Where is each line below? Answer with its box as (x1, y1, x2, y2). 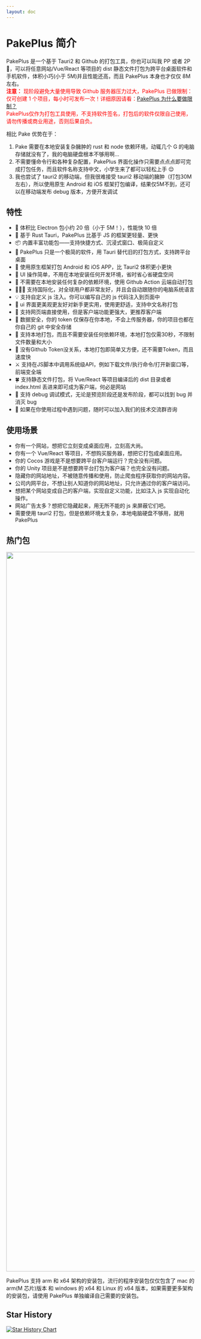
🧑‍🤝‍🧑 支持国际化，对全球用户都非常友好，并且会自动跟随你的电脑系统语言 (14, 286, 195, 293)
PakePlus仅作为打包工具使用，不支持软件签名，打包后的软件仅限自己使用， (6, 110, 191, 117)
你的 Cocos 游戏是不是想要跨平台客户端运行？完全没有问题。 (14, 457, 166, 465)
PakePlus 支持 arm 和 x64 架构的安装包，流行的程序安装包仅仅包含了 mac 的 (6, 1277, 195, 1284)
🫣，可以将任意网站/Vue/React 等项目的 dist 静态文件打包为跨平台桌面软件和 (6, 65, 193, 72)
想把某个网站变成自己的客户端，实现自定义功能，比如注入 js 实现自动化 (14, 487, 190, 495)
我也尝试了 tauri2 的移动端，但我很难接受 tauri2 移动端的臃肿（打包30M (14, 173, 192, 180)
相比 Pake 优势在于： (6, 130, 59, 137)
